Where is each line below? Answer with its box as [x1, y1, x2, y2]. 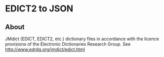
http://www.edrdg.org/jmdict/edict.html [5, 47, 85, 52]
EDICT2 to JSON [5, 3, 74, 14]
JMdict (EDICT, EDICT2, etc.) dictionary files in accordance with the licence [5, 36, 159, 42]
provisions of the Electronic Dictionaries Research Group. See [5, 41, 131, 47]
